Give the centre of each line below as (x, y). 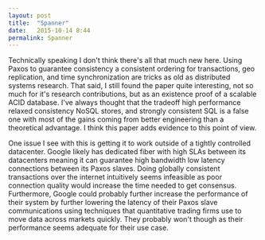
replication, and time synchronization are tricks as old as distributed (119, 77)
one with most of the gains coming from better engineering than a (116, 119)
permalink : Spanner (41, 38)
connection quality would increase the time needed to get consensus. (123, 186)
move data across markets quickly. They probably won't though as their (126, 219)
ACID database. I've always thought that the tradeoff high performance (125, 103)
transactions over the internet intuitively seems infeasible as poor (115, 177)
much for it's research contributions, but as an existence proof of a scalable (132, 94)
